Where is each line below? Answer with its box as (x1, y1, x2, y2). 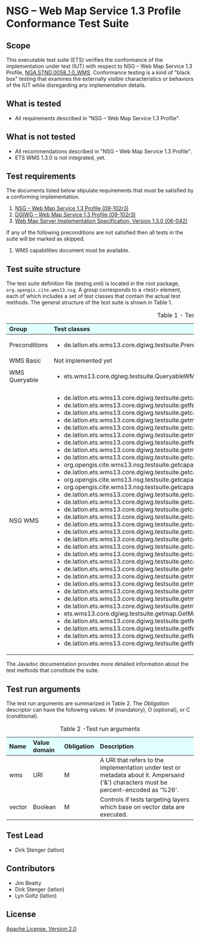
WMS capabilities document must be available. (14, 247, 130, 254)
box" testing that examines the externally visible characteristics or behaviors (6, 76, 194, 82)
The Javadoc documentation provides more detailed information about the (6, 661, 189, 668)
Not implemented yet (53, 357, 112, 365)
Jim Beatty (14, 879, 42, 886)
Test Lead (6, 830, 43, 840)
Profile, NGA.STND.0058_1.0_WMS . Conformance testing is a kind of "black (6, 69, 190, 76)
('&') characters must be (100, 778, 168, 787)
